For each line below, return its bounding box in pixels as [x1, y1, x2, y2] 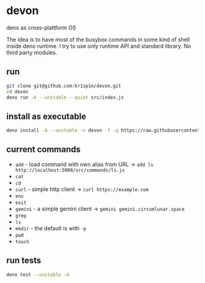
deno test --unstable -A [6, 271, 70, 277]
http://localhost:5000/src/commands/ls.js [15, 167, 125, 173]
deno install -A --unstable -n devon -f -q [6, 127, 119, 134]
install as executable [6, 111, 87, 121]
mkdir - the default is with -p [15, 224, 87, 232]
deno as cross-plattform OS [6, 24, 76, 31]
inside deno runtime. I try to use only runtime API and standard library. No [6, 42, 192, 50]
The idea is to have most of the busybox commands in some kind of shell [6, 36, 190, 43]
